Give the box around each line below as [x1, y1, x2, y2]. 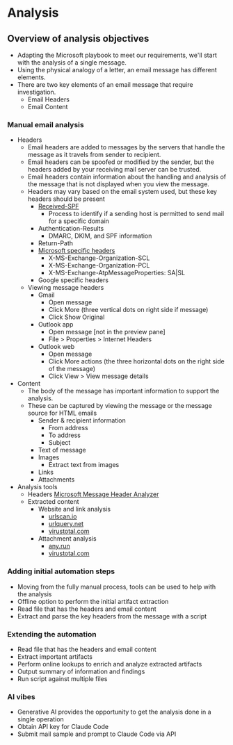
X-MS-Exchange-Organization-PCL [48, 261, 150, 270]
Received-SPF [38, 202, 79, 211]
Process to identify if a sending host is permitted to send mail [48, 210, 225, 218]
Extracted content [27, 498, 79, 506]
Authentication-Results [38, 224, 104, 233]
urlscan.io [48, 512, 77, 521]
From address [48, 424, 88, 432]
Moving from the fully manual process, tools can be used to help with [17, 582, 216, 591]
